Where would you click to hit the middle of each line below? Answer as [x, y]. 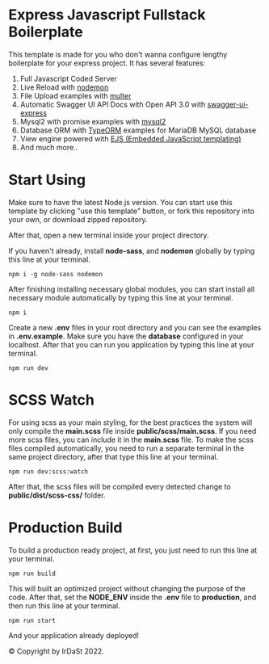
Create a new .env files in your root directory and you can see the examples [135, 327]
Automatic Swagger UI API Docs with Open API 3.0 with [113, 104]
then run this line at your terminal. [64, 605]
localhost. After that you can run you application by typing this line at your [131, 344]
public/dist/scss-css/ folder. [57, 495]
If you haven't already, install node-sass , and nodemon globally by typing [132, 250]
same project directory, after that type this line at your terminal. [113, 456]
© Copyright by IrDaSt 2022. [56, 651]
